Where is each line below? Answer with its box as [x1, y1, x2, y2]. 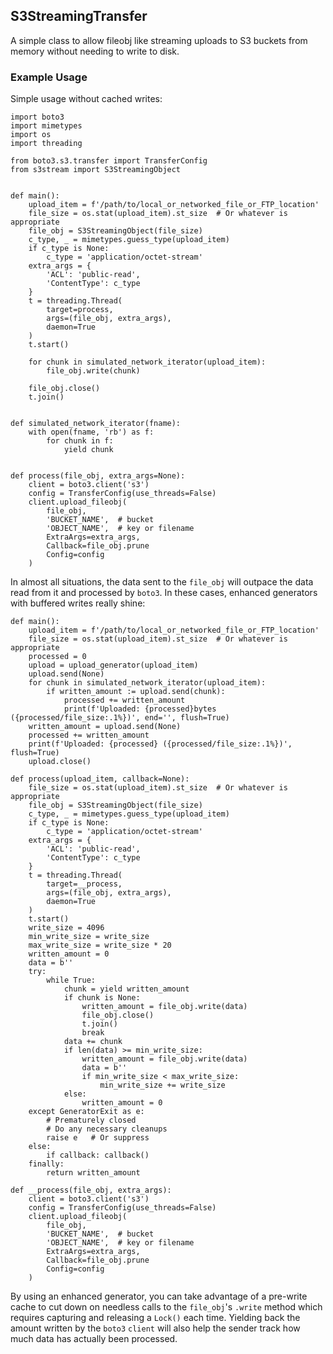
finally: [28, 1159, 65, 1169]
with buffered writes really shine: [10, 597, 146, 609]
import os [10, 130, 52, 140]
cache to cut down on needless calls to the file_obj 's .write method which [10, 1301, 323, 1313]
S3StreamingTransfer [10, 8, 148, 25]
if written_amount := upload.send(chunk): [46, 687, 226, 697]
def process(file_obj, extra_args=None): [10, 471, 186, 481]
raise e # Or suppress [46, 1133, 150, 1143]
